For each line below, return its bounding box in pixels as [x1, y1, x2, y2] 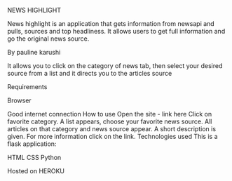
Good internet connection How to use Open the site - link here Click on [7, 110, 212, 118]
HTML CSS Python [7, 154, 62, 161]
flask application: [7, 140, 57, 148]
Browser [7, 96, 32, 105]
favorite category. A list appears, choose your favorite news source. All [7, 117, 212, 126]
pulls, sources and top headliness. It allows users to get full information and [7, 27, 226, 35]
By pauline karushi [7, 48, 61, 56]
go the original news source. [7, 34, 90, 43]
